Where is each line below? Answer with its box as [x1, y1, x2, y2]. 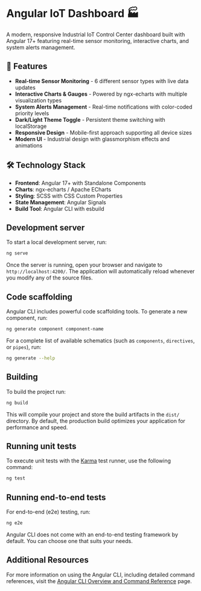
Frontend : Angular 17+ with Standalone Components [14, 179, 146, 187]
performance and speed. [6, 424, 68, 431]
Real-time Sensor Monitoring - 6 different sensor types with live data [14, 77, 189, 84]
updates [14, 84, 36, 91]
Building [6, 372, 38, 382]
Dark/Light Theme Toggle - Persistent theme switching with [14, 116, 166, 123]
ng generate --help [6, 355, 56, 361]
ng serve [6, 250, 28, 256]
